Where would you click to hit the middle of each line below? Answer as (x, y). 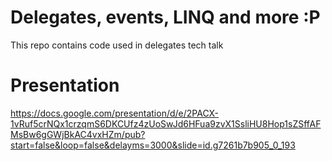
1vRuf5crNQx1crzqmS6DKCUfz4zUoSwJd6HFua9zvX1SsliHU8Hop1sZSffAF (166, 123)
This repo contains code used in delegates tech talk (117, 45)
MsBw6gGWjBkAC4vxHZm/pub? (78, 134)
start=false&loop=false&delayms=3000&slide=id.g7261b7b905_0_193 (153, 145)
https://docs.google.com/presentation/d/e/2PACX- (115, 113)
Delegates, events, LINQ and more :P (165, 17)
